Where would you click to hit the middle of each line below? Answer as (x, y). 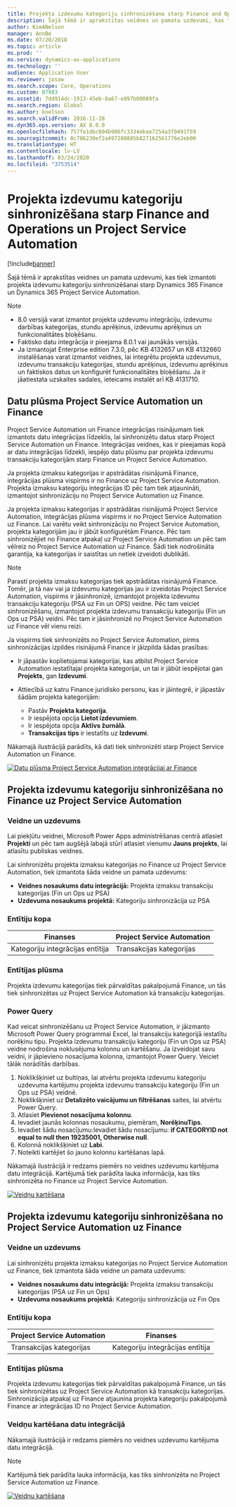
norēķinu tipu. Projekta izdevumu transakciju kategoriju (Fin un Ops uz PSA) (117, 1042)
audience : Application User (48, 72)
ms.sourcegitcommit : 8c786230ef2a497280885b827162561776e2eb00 (102, 138)
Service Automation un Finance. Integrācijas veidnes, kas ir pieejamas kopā (117, 444)
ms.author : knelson (36, 112)
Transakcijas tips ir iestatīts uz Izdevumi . (88, 733)
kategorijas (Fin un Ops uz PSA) (64, 893)
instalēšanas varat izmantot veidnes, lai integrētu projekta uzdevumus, (119, 357)
